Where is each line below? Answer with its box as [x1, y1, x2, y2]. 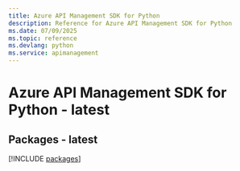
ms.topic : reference [8, 34, 78, 43]
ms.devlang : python [8, 42, 74, 50]
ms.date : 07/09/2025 [8, 26, 78, 35]
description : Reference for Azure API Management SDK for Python [8, 19, 232, 27]
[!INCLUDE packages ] [8, 154, 81, 163]
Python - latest [8, 101, 110, 119]
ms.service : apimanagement [8, 49, 99, 57]
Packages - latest [8, 132, 98, 146]
